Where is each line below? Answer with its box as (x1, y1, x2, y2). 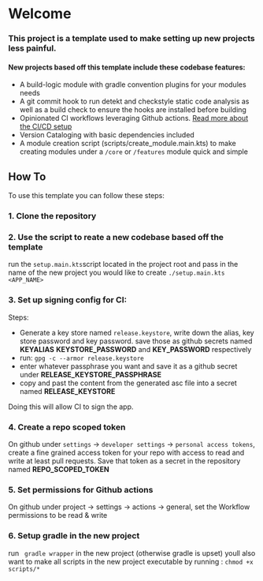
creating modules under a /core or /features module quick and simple (19, 147, 248, 156)
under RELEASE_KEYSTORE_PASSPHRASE (19, 369, 161, 379)
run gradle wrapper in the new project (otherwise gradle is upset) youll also (8, 548, 256, 557)
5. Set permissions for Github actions (8, 484, 154, 495)
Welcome (8, 5, 72, 23)
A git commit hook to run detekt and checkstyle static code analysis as (19, 96, 250, 107)
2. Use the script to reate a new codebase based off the (8, 231, 224, 242)
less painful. (8, 43, 57, 54)
